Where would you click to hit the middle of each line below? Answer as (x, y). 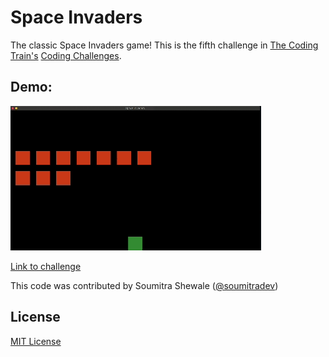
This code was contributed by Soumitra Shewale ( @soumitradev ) (144, 285)
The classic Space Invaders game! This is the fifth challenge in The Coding (164, 45)
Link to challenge (46, 266)
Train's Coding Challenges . (66, 55)
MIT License (36, 341)
